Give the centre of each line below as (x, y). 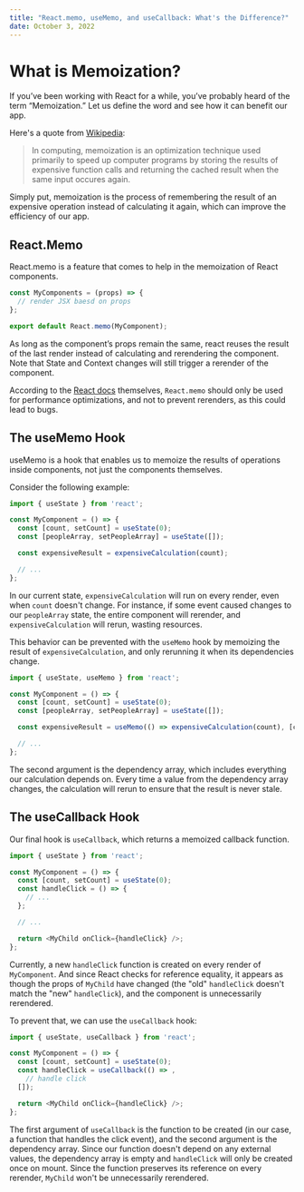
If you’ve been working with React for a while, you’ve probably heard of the (150, 96)
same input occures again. (81, 180)
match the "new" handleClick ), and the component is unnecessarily (136, 993)
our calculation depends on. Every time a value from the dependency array (149, 779)
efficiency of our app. (50, 216)
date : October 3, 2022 (52, 26)
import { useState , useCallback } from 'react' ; (103, 1037)
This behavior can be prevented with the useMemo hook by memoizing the (145, 641)
